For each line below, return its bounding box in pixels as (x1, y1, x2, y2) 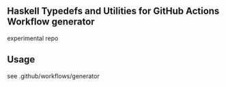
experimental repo (7, 34, 59, 42)
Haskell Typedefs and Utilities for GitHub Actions (7, 5, 220, 17)
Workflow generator (7, 16, 95, 28)
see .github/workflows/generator (7, 71, 100, 80)
